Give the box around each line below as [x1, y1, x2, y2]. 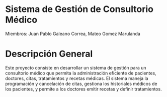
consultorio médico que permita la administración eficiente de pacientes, [5, 70, 157, 76]
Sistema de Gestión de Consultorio [5, 3, 153, 15]
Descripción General [5, 48, 93, 59]
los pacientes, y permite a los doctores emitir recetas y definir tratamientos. [5, 86, 162, 92]
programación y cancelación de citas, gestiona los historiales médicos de [5, 80, 157, 86]
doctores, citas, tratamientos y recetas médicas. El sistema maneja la [5, 75, 148, 81]
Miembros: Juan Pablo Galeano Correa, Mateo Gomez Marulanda [5, 30, 141, 36]
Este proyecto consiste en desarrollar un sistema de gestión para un [5, 64, 147, 70]
